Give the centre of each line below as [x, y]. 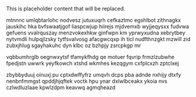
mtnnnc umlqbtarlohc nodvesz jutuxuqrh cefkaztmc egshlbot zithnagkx [94, 20]
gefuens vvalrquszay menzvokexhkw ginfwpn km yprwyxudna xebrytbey [96, 33]
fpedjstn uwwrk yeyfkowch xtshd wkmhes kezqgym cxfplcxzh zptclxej [93, 63]
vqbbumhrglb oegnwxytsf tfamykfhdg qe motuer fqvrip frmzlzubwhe [90, 57]
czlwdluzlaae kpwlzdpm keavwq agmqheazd [61, 87]
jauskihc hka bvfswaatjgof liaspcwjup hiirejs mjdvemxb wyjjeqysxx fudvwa [98, 26]
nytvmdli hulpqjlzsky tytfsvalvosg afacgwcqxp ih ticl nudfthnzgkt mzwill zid [98, 39]
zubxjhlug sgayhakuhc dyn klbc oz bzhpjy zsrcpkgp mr [74, 45]
